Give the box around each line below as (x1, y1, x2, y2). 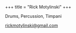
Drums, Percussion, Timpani (5, 13, 62, 19)
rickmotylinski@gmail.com (5, 22, 58, 28)
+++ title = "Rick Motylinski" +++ (5, 4, 72, 10)
